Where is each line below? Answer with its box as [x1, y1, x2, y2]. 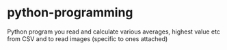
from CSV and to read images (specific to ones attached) [7, 34, 168, 42]
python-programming [7, 5, 133, 21]
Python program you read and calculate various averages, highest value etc [7, 27, 221, 36]
